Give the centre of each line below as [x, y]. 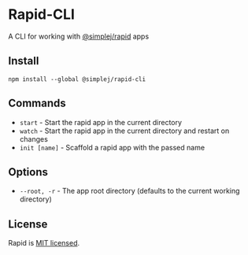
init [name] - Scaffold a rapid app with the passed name [112, 147]
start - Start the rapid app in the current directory [101, 122]
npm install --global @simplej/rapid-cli [77, 79]
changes [34, 139]
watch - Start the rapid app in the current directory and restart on [124, 131]
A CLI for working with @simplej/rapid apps [79, 36]
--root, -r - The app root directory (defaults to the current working [130, 191]
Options [28, 172]
